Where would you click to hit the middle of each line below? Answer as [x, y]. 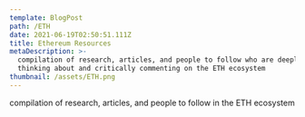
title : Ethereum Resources [60, 43]
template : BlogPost [46, 18]
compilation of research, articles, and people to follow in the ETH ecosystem [152, 102]
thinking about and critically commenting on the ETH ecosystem [142, 69]
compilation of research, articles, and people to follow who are [146, 60]
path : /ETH [30, 26]
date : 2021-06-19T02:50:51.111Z [70, 34]
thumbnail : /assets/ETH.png [63, 77]
